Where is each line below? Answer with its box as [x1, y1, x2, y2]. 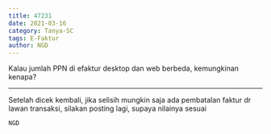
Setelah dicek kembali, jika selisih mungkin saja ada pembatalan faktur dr [8, 95, 252, 105]
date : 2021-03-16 [8, 19, 67, 27]
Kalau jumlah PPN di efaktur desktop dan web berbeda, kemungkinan [8, 63, 240, 73]
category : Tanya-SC [8, 26, 74, 35]
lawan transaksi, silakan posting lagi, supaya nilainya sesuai [8, 104, 207, 113]
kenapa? [8, 72, 37, 82]
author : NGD [8, 42, 48, 50]
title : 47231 [8, 11, 52, 20]
